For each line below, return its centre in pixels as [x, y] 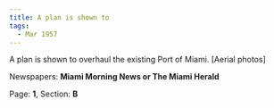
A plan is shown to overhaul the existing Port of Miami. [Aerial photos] [137, 60]
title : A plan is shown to [59, 17]
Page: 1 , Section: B [44, 94]
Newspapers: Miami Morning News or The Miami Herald [115, 77]
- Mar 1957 [37, 34]
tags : [19, 26]
